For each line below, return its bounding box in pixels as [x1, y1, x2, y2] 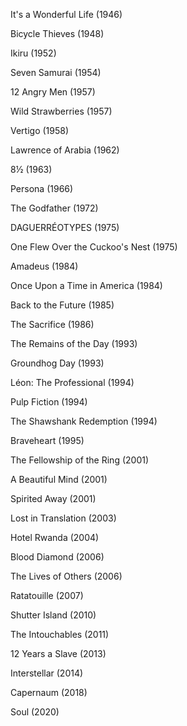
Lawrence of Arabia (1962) [10, 144, 120, 156]
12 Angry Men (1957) [10, 86, 96, 98]
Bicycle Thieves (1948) [10, 28, 105, 39]
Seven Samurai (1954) [10, 67, 102, 78]
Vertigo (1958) [10, 125, 70, 136]
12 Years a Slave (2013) [10, 648, 107, 659]
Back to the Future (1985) [10, 299, 115, 311]
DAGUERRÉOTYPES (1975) [10, 222, 120, 233]
